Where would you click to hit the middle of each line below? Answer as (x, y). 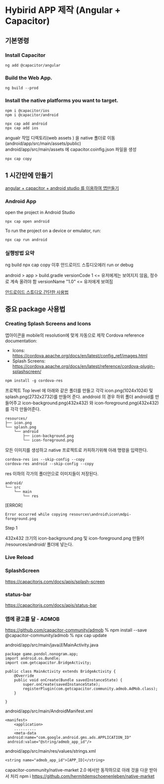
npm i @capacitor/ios (27, 111)
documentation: (21, 341)
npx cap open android (27, 221)
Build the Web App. (29, 77)
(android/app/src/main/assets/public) (43, 143)
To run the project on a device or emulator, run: (53, 230)
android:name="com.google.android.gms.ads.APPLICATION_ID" (69, 738)
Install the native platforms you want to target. (62, 101)
